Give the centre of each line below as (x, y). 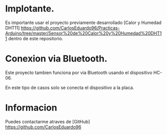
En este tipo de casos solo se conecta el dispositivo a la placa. (70, 87)
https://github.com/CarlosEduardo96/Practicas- (70, 27)
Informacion (31, 108)
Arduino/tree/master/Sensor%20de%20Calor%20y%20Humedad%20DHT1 (83, 33)
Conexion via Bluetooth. (56, 59)
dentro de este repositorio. (36, 38)
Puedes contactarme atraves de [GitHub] (48, 121)
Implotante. (30, 9)
